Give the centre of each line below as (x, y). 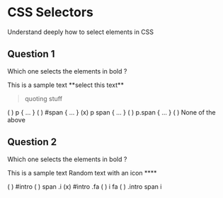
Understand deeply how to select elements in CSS (81, 32)
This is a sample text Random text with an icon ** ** (82, 173)
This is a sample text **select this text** (65, 85)
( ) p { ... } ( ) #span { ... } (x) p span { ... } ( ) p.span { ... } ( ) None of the (111, 112)
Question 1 (31, 54)
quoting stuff (43, 98)
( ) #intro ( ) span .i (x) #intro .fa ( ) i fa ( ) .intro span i (85, 186)
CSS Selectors (51, 12)
